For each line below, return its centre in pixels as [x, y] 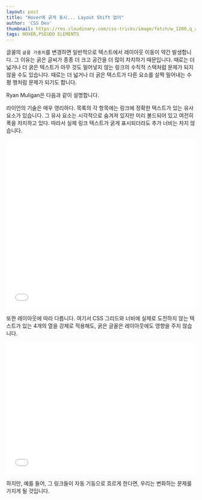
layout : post [23, 12]
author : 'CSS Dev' [29, 23]
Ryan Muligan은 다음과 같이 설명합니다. [53, 95]
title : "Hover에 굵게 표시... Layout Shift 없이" [65, 17]
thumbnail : [20, 29]
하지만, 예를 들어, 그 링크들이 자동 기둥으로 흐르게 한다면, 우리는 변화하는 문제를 [99, 484]
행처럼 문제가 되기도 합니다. [44, 83]
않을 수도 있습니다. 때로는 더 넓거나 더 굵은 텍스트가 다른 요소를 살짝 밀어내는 [96, 75]
